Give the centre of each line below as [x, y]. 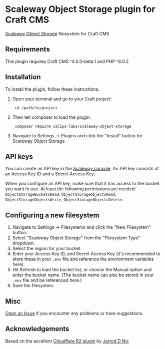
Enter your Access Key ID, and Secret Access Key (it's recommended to [86, 254]
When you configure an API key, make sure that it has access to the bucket [82, 184]
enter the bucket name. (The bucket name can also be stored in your [83, 275]
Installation [23, 77]
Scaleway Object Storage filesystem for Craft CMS [57, 33]
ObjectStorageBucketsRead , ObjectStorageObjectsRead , [61, 194]
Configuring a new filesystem [52, 215]
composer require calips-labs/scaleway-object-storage [73, 126]
